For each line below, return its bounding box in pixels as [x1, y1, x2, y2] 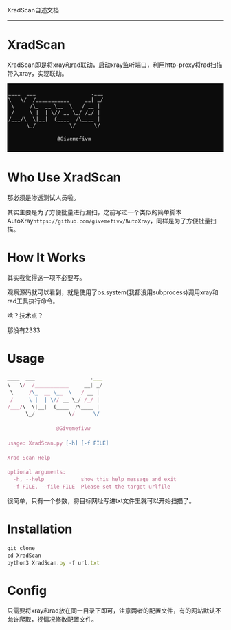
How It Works [7, 250, 86, 265]
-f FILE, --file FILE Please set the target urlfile [13, 483, 170, 491]
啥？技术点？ [7, 312, 43, 320]
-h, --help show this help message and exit [13, 476, 177, 483]
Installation [7, 521, 73, 537]
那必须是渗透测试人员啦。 [7, 194, 80, 202]
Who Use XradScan [7, 170, 122, 185]
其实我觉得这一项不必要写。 [7, 274, 86, 282]
